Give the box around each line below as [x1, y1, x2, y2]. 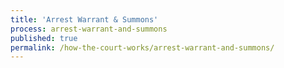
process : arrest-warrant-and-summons [10, 24, 168, 34]
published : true [10, 33, 78, 43]
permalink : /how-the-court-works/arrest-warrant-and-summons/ [10, 42, 275, 53]
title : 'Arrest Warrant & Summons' [10, 14, 159, 25]
